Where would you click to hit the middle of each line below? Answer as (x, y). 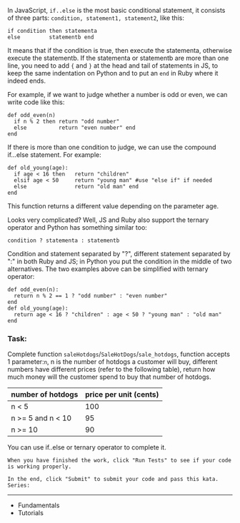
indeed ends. (27, 81)
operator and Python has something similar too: (77, 227)
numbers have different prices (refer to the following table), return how (111, 370)
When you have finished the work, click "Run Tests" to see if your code (120, 461)
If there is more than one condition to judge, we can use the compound (112, 147)
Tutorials (31, 513)
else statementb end (51, 37)
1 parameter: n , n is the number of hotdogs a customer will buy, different (112, 362)
